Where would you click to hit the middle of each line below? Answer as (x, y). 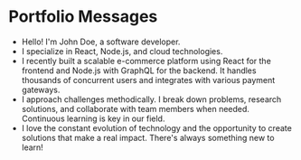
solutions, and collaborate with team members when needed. (136, 108)
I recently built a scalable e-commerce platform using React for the (146, 61)
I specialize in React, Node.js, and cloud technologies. (122, 51)
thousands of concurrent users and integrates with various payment (148, 80)
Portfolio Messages (83, 17)
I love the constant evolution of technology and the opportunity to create (157, 127)
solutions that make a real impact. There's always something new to (148, 137)
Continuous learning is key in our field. (93, 118)
